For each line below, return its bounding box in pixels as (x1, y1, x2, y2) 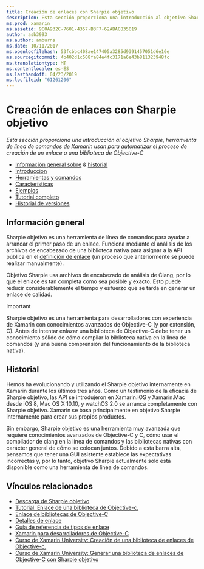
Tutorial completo (15, 193, 59, 201)
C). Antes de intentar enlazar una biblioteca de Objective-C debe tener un (6, 327, 191, 334)
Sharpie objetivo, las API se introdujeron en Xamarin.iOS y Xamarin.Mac (6, 394, 185, 401)
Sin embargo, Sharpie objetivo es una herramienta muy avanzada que (6, 425, 181, 432)
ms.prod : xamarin (6, 20, 50, 26)
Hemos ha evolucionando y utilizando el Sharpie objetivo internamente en (6, 380, 191, 387)
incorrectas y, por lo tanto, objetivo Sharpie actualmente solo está (6, 457, 171, 464)
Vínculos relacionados (6, 481, 93, 492)
